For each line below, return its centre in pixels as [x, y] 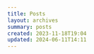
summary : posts [30, 27]
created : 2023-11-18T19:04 [47, 33]
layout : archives [33, 20]
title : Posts [27, 14]
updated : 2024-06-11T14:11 [47, 40]
